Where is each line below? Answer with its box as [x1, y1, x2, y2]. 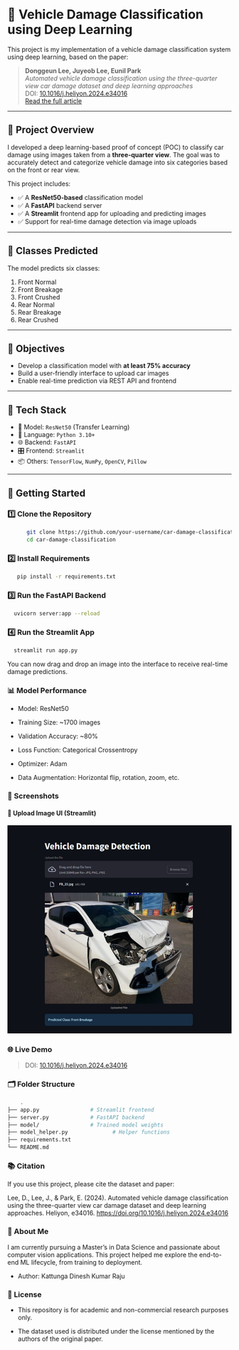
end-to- [198, 1250, 222, 1259]
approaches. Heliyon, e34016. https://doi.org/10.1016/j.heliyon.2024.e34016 [7, 1209, 229, 1218]
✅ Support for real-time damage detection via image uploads [17, 217, 197, 226]
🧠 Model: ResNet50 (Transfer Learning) [17, 423, 130, 431]
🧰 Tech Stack [7, 404, 67, 416]
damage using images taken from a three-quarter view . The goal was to [7, 150, 221, 159]
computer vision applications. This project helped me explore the [7, 1250, 198, 1259]
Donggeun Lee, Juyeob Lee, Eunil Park [24, 66, 142, 75]
